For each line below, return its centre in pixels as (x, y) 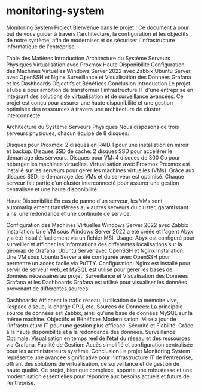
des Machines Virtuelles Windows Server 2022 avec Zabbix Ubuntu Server (98, 71)
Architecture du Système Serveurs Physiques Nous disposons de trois (93, 127)
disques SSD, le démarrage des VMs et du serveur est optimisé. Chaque (95, 176)
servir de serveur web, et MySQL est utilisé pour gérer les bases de (89, 269)
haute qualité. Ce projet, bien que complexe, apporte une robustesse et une (99, 370)
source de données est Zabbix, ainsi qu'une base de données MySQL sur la (99, 313)
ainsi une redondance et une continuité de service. (69, 213)
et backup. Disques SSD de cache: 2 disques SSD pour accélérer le (89, 151)
